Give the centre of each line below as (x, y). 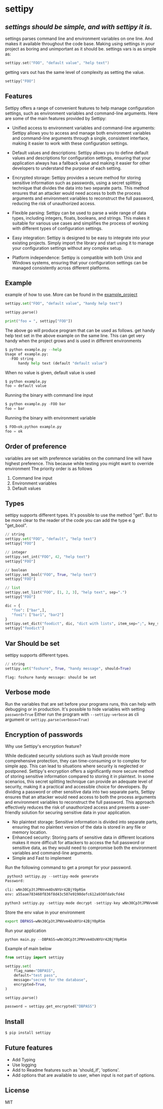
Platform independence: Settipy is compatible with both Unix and (77, 257)
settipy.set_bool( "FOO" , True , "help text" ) (51, 574)
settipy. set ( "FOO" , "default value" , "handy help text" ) (64, 304)
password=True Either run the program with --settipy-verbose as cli (72, 714)
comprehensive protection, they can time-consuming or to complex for (76, 761)
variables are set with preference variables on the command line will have (79, 458)
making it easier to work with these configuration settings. (70, 143)
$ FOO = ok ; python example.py (33, 427)
